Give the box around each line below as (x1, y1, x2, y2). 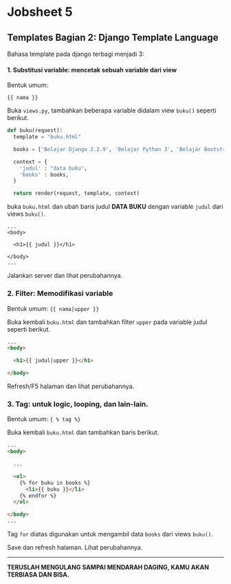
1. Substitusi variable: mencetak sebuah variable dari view (7, 66, 177, 74)
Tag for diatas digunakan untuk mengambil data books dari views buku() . (7, 530, 213, 538)
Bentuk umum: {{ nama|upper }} (7, 304, 100, 312)
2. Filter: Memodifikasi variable (7, 289, 113, 299)
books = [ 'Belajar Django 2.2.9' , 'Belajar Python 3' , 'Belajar (13, 145, 201, 152)
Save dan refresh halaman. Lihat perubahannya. (7, 543, 143, 552)
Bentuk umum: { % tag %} (7, 415, 81, 423)
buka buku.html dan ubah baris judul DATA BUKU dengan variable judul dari (7, 203, 223, 211)
